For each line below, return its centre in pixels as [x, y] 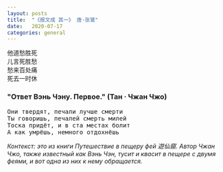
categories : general [37, 33]
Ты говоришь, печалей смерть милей [67, 118]
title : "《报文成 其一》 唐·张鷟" [52, 20]
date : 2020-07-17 [35, 26]
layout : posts [27, 13]
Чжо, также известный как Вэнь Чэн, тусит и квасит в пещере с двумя [111, 153]
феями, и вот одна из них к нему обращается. [75, 161]
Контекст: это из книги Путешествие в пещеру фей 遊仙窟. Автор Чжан [111, 146]
